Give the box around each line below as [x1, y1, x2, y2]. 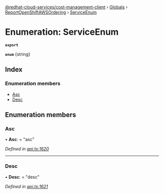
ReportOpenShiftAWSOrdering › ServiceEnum [5, 9, 97, 15]
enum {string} [5, 51, 31, 57]
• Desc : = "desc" [5, 174, 40, 180]
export [5, 43, 19, 48]
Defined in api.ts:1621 [5, 183, 48, 189]
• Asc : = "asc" [5, 137, 35, 143]
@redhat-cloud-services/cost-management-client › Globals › [5, 4, 128, 10]
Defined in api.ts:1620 [5, 146, 49, 152]
